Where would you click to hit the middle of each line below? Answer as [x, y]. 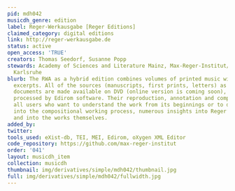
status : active [29, 46]
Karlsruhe [28, 72]
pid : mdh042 [24, 14]
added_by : [22, 124]
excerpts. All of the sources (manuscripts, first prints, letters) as [120, 85]
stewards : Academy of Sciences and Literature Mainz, [87, 66]
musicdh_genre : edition [42, 20]
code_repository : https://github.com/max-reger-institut [92, 144]
